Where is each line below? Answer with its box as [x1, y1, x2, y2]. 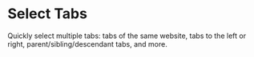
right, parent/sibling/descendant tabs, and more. [7, 39, 167, 48]
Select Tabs [7, 5, 87, 23]
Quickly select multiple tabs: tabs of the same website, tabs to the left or [7, 31, 246, 40]
